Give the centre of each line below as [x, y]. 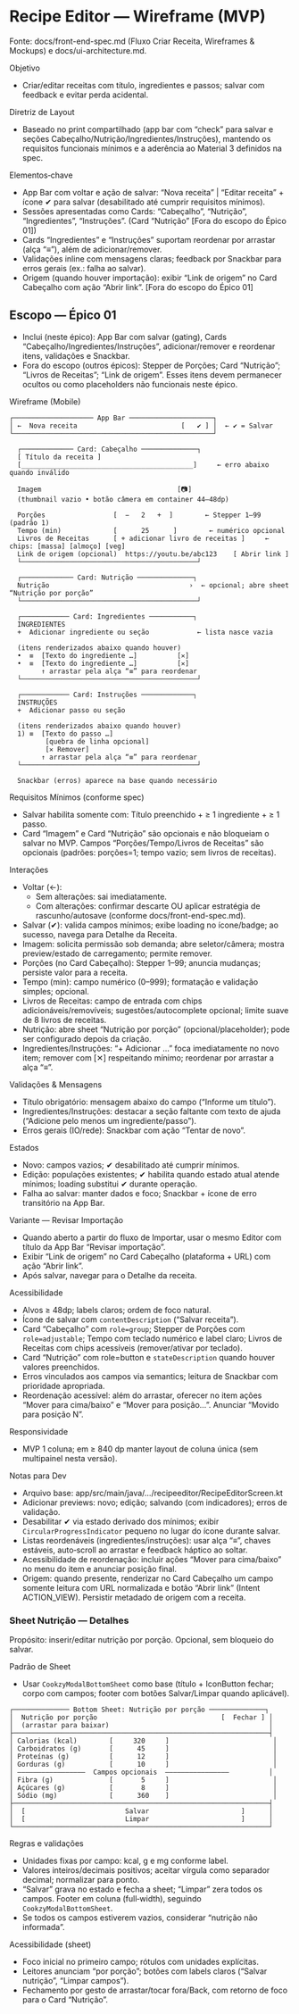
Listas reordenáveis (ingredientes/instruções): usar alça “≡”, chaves [146, 1540]
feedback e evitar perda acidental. [85, 95]
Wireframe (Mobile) [45, 401]
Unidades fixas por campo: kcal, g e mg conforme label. [125, 1861]
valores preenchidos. [61, 1367]
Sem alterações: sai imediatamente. [101, 896]
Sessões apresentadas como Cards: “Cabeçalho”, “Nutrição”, [135, 211]
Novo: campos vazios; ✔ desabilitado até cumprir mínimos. [131, 1165]
